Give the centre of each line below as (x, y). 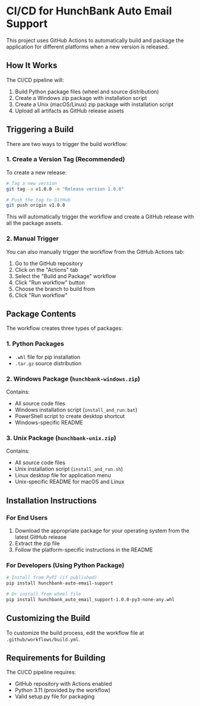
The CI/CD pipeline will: (35, 80)
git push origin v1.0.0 (36, 205)
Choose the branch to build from (55, 289)
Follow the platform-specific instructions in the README (84, 550)
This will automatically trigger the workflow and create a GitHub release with (100, 217)
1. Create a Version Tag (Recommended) (66, 159)
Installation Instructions (52, 500)
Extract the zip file (37, 544)
